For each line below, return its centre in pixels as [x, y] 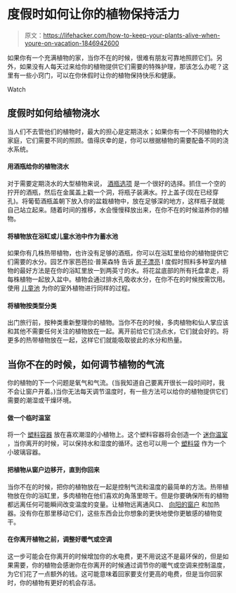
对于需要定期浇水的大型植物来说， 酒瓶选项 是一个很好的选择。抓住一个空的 [117, 183]
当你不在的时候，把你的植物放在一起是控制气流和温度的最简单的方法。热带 [115, 487]
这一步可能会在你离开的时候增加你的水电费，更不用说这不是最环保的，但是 [115, 556]
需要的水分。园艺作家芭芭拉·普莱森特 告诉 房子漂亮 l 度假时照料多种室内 [117, 262]
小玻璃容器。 [26, 452]
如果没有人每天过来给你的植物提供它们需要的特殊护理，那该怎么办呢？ [121, 66]
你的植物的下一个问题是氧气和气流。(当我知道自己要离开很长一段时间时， [113, 383]
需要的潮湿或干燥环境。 [41, 400]
